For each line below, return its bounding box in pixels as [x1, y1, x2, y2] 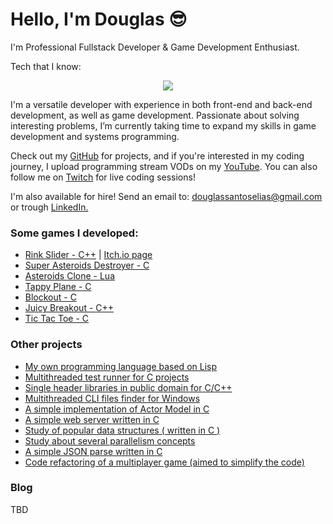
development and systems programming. [10, 130, 180, 142]
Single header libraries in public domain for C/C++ [24, 381, 233, 393]
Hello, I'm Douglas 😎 [10, 8, 188, 31]
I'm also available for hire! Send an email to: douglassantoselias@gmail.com [10, 190, 323, 202]
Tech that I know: [10, 60, 82, 72]
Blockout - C [24, 291, 77, 303]
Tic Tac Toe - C [24, 313, 90, 325]
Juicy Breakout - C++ [24, 302, 115, 314]
